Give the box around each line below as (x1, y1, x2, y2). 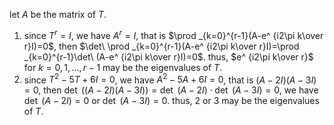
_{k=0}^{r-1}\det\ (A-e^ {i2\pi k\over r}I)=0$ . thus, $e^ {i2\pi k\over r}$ (23, 50, 314, 63)
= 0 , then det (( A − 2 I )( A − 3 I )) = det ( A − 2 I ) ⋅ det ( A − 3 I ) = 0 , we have (23, 84, 319, 96)
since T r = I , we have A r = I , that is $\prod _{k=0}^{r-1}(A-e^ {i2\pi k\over (23, 28, 324, 41)
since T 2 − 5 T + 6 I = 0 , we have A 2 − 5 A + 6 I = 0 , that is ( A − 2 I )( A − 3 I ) (23, 72, 317, 86)
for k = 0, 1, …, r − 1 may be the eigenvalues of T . (23, 61, 223, 73)
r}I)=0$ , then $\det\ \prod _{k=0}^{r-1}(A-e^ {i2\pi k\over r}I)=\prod (23, 40, 300, 52)
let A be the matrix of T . (9, 9, 107, 20)
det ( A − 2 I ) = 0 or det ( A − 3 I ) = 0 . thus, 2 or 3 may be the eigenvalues (23, 95, 320, 107)
